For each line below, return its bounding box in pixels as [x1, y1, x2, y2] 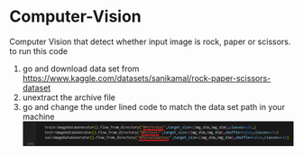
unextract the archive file [22, 92, 115, 103]
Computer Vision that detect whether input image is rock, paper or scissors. [9, 36, 291, 47]
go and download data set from [22, 63, 140, 74]
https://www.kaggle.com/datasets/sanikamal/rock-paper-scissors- [22, 72, 271, 83]
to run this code [9, 45, 69, 56]
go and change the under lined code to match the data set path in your [22, 101, 286, 112]
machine [22, 111, 56, 122]
